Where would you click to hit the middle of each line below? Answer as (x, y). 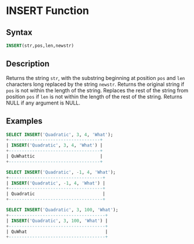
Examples (24, 121)
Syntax (19, 32)
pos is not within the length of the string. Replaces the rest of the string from (97, 90)
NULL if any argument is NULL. (43, 103)
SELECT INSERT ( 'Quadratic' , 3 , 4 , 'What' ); (60, 135)
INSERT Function (47, 11)
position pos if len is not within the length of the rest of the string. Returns (94, 96)
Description (28, 64)
